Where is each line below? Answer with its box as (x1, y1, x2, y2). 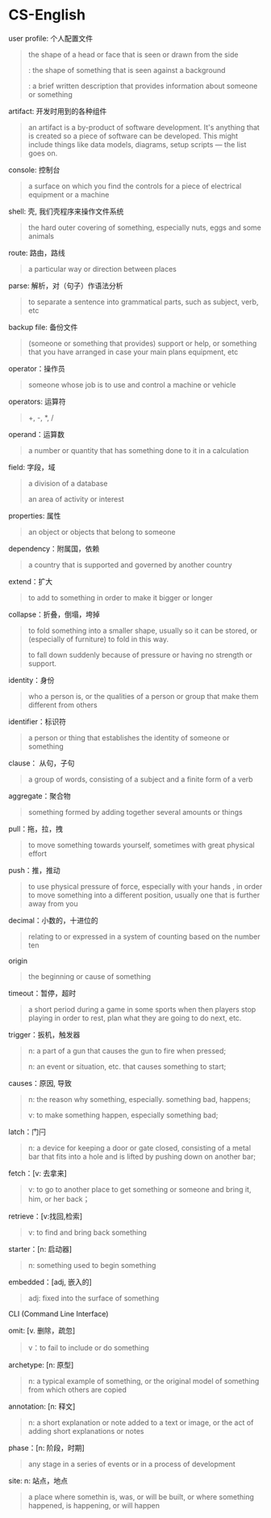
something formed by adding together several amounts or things (27, 807, 244, 816)
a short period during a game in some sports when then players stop (27, 1004, 256, 1014)
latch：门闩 (8, 1126, 46, 1136)
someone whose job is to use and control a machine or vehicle (27, 379, 236, 389)
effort (27, 848, 47, 859)
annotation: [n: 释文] (8, 1401, 76, 1411)
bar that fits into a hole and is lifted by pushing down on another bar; (27, 1151, 256, 1161)
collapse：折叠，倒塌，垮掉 (8, 609, 101, 619)
